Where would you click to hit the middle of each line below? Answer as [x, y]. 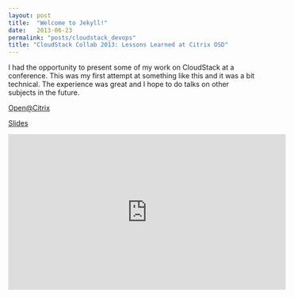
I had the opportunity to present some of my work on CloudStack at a [121, 67]
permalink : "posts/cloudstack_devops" [72, 38]
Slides [18, 123]
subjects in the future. [44, 92]
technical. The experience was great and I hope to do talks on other [119, 85]
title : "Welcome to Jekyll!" [58, 23]
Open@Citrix [29, 108]
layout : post [30, 15]
